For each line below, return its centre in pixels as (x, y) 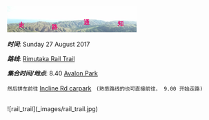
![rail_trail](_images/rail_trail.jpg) (53, 109)
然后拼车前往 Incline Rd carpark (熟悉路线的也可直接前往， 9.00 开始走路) (105, 88)
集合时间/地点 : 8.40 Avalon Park (52, 73)
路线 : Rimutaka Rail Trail (41, 59)
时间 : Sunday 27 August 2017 (49, 44)
